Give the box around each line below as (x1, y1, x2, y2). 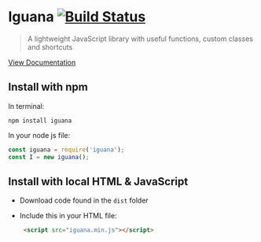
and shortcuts (27, 42, 73, 51)
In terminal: (8, 101, 45, 110)
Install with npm (8, 80, 88, 94)
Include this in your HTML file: (19, 211, 117, 221)
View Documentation (8, 58, 76, 67)
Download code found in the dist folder (19, 195, 149, 205)
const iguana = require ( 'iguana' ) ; (8, 146, 125, 154)
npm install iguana (8, 117, 72, 125)
